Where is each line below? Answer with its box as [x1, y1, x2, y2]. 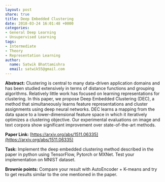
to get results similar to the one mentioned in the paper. [5, 172, 117, 177]
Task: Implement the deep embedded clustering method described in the [5, 146, 154, 152]
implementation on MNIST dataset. [5, 157, 76, 162]
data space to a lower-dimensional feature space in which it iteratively [5, 112, 147, 117]
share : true [5, 12, 30, 17]
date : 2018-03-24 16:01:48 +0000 [5, 21, 74, 26]
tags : [5, 39, 16, 44]
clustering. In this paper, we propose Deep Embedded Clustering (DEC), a [5, 96, 155, 101]
